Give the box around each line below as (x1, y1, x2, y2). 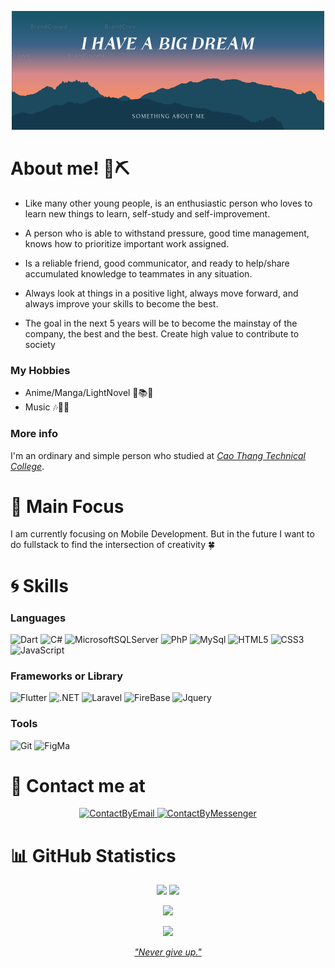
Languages (10, 611, 67, 625)
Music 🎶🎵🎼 (24, 401, 70, 413)
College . (10, 460, 45, 472)
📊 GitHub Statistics (10, 844, 177, 867)
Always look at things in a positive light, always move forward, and (24, 287, 299, 299)
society (24, 338, 56, 350)
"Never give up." (134, 946, 202, 958)
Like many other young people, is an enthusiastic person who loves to (24, 197, 313, 209)
